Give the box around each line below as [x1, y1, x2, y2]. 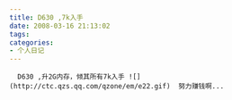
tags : [9, 29, 30, 38]
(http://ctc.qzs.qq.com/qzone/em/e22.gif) [9, 82, 171, 91]
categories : [9, 37, 54, 47]
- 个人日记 [9, 46, 45, 55]
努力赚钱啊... [178, 82, 225, 91]
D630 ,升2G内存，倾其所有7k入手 [17, 72, 125, 81]
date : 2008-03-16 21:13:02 [9, 21, 111, 30]
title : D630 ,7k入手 [9, 12, 84, 22]
